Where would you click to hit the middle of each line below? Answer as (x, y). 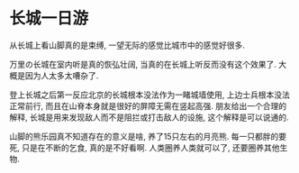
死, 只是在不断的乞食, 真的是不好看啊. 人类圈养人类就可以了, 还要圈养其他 (145, 147)
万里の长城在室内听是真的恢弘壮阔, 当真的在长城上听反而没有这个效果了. (143, 64)
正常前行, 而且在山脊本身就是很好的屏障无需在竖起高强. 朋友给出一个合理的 (148, 105)
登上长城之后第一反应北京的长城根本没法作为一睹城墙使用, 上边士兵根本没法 (149, 95)
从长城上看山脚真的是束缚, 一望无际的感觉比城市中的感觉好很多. (127, 45)
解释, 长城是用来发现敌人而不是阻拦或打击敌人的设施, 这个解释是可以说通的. (149, 117)
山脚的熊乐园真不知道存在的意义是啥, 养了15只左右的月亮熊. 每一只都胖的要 (148, 136)
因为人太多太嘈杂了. (62, 75)
